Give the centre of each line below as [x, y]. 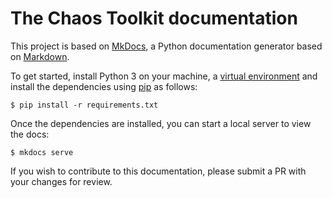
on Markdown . [40, 56]
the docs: [30, 134]
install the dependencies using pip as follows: [104, 86]
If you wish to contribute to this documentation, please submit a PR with [158, 171]
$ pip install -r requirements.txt [84, 105]
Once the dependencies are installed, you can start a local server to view [161, 123]
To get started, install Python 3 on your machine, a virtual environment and [164, 76]
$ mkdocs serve [42, 152]
